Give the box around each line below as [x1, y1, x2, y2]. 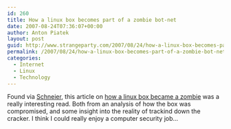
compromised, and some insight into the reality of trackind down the [7, 107, 201, 115]
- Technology [13, 73, 51, 81]
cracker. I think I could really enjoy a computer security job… [7, 115, 179, 123]
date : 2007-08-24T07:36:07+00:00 [7, 23, 103, 30]
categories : [7, 55, 41, 62]
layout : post [7, 36, 45, 43]
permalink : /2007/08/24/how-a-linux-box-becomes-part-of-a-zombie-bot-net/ [7, 49, 229, 56]
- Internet [13, 61, 45, 68]
